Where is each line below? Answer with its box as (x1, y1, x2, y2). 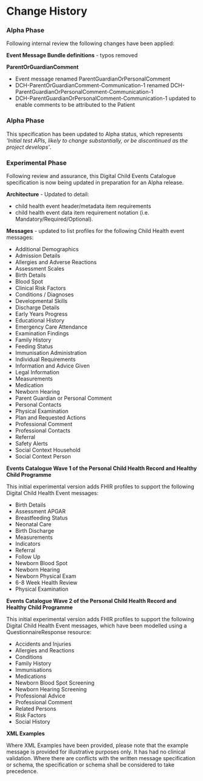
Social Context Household (15, 446, 81, 454)
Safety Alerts (15, 440, 48, 448)
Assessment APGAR (15, 508, 66, 515)
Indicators (15, 540, 41, 547)
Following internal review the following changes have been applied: (6, 40, 174, 47)
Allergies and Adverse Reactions (15, 259, 97, 266)
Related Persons (15, 705, 57, 713)
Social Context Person (15, 453, 71, 460)
